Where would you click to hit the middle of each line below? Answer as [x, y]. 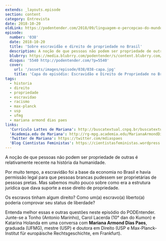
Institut [12, 233]
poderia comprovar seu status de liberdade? [50, 203]
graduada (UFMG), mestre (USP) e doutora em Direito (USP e [67, 228]
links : [12, 125]
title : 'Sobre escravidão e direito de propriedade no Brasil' [76, 47]
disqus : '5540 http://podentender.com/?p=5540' [60, 60]
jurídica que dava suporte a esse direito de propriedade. [62, 188]
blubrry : [19, 56]
